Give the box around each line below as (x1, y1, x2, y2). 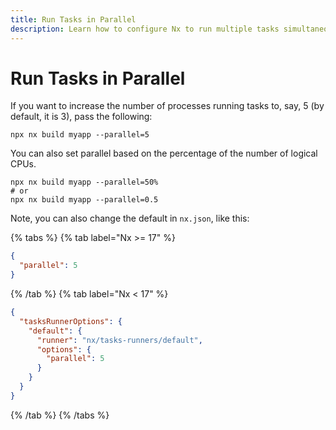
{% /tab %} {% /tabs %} (10, 409, 110, 421)
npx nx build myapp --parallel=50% (10, 177, 159, 188)
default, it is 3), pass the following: (10, 111, 153, 123)
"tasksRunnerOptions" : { (19, 316, 123, 326)
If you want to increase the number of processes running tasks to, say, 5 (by (10, 100, 325, 112)
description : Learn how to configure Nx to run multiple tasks (10, 24, 280, 34)
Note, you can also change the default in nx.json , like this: (10, 212, 250, 225)
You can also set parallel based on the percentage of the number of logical (10, 147, 318, 160)
